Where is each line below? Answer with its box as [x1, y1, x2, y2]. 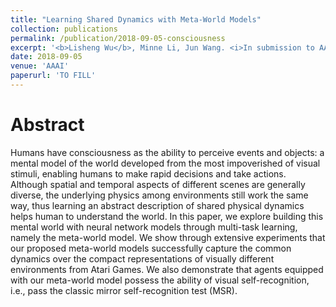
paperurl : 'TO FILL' [10, 71, 97, 81]
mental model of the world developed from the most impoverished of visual [10, 157, 321, 169]
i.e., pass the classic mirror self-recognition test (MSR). [10, 284, 238, 296]
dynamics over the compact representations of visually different [10, 252, 275, 265]
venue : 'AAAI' [10, 61, 70, 71]
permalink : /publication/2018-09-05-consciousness [10, 33, 226, 43]
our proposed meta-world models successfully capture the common [10, 242, 292, 254]
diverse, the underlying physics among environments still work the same [10, 189, 309, 201]
